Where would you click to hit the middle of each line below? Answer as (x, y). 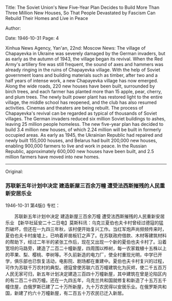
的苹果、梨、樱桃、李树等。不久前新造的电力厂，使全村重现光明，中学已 (81, 255)
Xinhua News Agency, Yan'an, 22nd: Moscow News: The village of (76, 48)
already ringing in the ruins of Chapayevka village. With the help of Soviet (83, 70)
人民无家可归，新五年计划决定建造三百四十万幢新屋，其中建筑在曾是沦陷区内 (86, 274)
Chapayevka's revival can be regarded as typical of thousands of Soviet (81, 113)
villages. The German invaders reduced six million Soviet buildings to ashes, (85, 119)
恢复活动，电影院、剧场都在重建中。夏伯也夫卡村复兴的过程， (102, 261)
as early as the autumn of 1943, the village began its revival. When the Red (84, 59)
